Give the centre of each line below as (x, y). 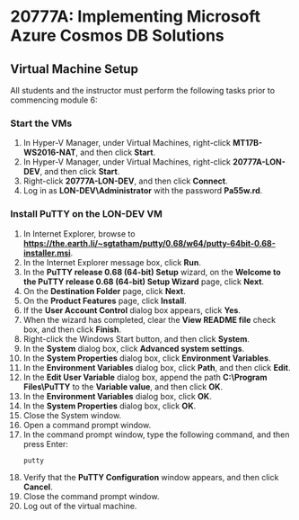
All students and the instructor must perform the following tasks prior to (143, 90)
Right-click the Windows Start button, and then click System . (136, 338)
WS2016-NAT (49, 152)
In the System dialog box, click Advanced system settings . (134, 348)
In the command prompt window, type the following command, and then (156, 435)
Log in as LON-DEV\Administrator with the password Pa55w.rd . (143, 191)
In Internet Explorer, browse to (79, 233)
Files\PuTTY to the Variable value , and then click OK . (123, 386)
